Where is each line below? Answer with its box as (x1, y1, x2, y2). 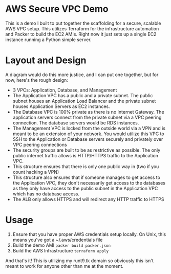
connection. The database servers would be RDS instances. (12, 119, 139, 126)
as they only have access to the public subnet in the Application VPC (12, 185, 158, 191)
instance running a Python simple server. (5, 36, 92, 43)
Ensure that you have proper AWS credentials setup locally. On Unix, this (12, 231, 166, 237)
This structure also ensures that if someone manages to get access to (12, 174, 160, 180)
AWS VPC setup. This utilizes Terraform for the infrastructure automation (5, 25, 159, 31)
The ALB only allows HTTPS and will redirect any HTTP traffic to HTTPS (12, 196, 164, 202)
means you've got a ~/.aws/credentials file (12, 236, 103, 243)
